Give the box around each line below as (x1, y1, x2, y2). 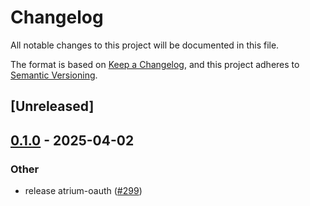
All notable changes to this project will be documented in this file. (10, 39, 280, 51)
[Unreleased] (10, 98, 95, 115)
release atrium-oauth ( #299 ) (24, 185, 143, 197)
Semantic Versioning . (10, 69, 98, 81)
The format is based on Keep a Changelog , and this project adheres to (10, 58, 300, 70)
